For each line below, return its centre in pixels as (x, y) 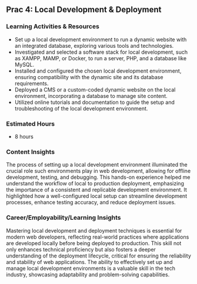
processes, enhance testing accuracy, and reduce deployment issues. (91, 203)
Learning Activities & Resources (53, 27)
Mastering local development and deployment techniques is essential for (94, 230)
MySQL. (24, 64)
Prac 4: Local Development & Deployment (84, 10)
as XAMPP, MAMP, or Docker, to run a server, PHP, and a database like (101, 58)
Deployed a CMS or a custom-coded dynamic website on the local (95, 89)
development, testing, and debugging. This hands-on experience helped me (98, 177)
